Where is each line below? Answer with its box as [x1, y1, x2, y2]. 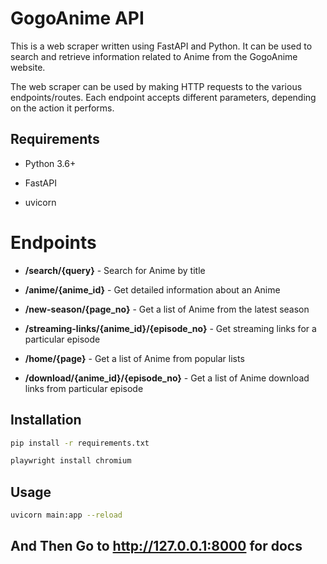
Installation [10, 412, 82, 429]
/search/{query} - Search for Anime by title [24, 264, 206, 276]
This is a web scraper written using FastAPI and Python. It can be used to [10, 40, 313, 52]
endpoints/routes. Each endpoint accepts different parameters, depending [10, 91, 317, 103]
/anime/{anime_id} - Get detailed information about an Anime [24, 283, 281, 296]
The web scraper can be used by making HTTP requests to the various [10, 80, 303, 92]
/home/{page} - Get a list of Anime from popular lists [24, 352, 245, 364]
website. [10, 61, 46, 73]
